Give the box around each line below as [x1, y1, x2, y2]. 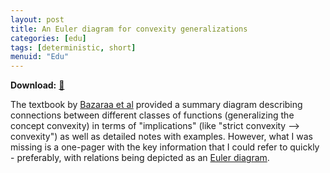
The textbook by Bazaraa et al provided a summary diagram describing [10, 99, 303, 111]
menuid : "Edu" [10, 52, 70, 62]
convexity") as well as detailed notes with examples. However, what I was [10, 131, 314, 143]
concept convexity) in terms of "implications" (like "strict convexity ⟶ [10, 120, 300, 132]
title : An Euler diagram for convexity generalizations [10, 24, 248, 34]
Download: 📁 [10, 79, 65, 91]
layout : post [10, 14, 65, 25]
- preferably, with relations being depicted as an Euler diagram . [10, 152, 270, 164]
